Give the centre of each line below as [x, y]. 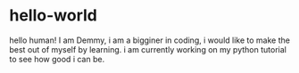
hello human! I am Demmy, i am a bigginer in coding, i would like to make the [149, 40]
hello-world [54, 16]
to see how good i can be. [57, 59]
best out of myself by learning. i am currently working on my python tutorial [148, 49]
